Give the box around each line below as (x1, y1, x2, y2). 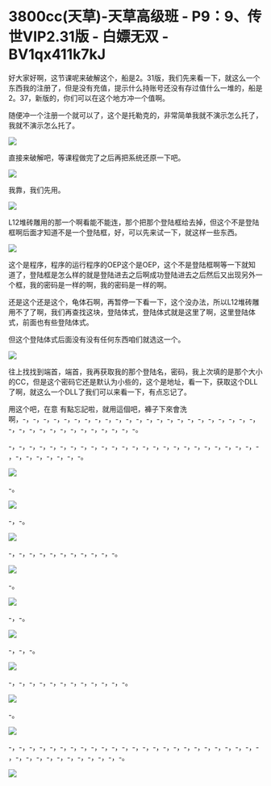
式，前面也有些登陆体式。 (8, 317, 94, 327)
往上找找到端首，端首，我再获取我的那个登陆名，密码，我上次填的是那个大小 (8, 367, 263, 376)
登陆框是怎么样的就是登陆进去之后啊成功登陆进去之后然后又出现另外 (29, 270, 256, 280)
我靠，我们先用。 (8, 185, 65, 195)
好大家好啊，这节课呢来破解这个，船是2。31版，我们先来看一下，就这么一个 (8, 73, 261, 82)
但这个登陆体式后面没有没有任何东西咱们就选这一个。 (8, 334, 186, 344)
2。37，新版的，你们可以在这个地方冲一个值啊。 (8, 93, 170, 103)
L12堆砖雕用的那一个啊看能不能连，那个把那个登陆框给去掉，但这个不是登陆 (8, 217, 260, 227)
